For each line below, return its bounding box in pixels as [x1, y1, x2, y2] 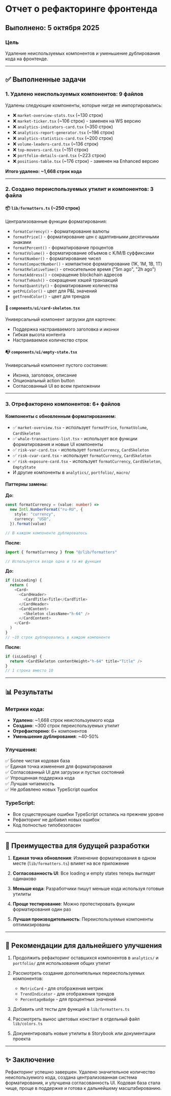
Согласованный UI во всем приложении [12, 383, 100, 389]
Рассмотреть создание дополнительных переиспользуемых [12, 970, 145, 976]
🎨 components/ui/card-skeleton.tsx [5, 305, 80, 311]
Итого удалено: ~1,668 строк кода [5, 168, 82, 174]
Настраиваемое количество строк [12, 337, 88, 343]
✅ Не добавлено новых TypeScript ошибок [5, 786, 98, 792]
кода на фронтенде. [5, 56, 48, 62]
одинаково [12, 876, 37, 882]
